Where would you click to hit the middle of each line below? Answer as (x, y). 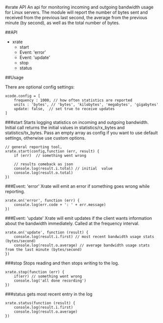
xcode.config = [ (23, 96)
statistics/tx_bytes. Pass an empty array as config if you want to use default (81, 133)
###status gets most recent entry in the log (49, 294)
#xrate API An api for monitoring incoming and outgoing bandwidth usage (79, 7)
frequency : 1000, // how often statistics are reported (73, 100)
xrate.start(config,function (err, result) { (52, 151)
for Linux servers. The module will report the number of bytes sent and (76, 12)
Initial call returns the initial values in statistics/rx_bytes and (65, 128)
